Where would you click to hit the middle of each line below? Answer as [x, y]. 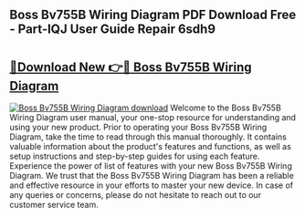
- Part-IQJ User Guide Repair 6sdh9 [113, 30]
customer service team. [54, 205]
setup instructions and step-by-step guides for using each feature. [135, 156]
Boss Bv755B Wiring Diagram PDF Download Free [153, 15]
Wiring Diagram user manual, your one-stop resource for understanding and [153, 117]
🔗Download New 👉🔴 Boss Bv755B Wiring [131, 67]
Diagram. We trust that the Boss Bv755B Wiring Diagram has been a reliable [152, 176]
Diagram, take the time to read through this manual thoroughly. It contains [148, 137]
